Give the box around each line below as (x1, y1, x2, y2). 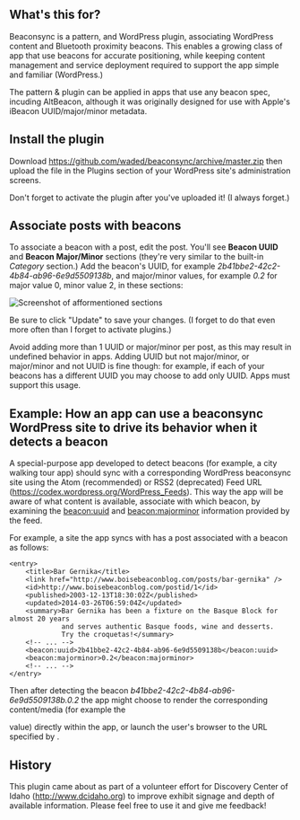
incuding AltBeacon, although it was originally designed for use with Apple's (9, 96, 291, 107)
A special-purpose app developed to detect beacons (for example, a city (9, 458, 278, 469)
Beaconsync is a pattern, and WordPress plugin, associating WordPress (9, 31, 274, 41)
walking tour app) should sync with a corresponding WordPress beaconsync (9, 467, 292, 479)
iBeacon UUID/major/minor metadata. (9, 105, 148, 116)
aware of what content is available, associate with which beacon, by (9, 496, 261, 507)
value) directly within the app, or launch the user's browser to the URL (9, 722, 268, 733)
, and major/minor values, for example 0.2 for (111, 270, 278, 281)
